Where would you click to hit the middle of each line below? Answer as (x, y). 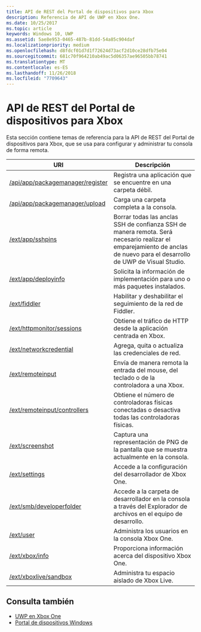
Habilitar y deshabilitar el (148, 296)
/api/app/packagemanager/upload (57, 203)
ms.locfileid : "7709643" (37, 78)
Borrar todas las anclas (146, 217)
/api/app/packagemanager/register (58, 183)
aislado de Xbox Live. (143, 581)
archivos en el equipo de (148, 514)
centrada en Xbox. (139, 336)
